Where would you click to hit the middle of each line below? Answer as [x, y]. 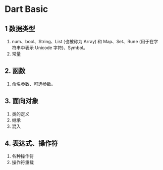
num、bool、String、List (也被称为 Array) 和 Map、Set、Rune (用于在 [83, 41]
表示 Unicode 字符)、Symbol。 [56, 48]
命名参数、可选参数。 [33, 84]
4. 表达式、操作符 [31, 143]
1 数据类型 [20, 28]
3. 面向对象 [22, 101]
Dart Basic [26, 9]
